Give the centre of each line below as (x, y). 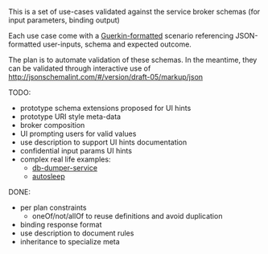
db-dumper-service (65, 168)
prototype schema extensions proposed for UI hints (105, 108)
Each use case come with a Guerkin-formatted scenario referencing (121, 36)
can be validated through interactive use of (80, 68)
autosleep (49, 176)
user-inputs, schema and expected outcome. (117, 44)
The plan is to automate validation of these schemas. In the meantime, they (133, 60)
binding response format (61, 225)
